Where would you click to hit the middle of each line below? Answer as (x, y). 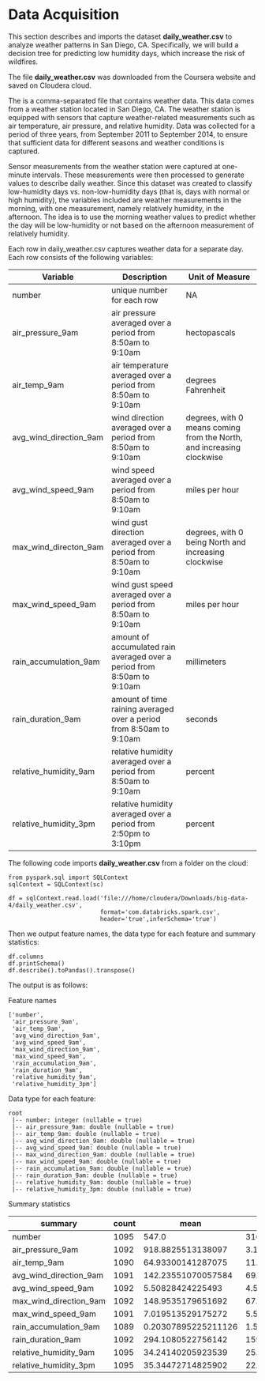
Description (144, 277)
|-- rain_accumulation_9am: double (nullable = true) (102, 1168)
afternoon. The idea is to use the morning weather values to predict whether (132, 217)
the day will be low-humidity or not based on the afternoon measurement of (131, 225)
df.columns (26, 957)
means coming (213, 427)
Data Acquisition (64, 15)
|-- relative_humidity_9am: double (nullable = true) (102, 1182)
